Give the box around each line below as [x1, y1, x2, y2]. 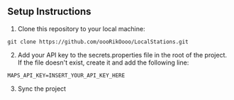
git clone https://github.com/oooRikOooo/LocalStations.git [7, 38, 189, 45]
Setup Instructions [7, 6, 91, 18]
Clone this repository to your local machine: [17, 24, 145, 33]
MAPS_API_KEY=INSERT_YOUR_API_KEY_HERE [7, 72, 126, 79]
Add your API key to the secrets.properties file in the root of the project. [17, 50, 228, 59]
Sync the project [17, 84, 66, 93]
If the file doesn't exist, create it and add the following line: [17, 58, 189, 67]
